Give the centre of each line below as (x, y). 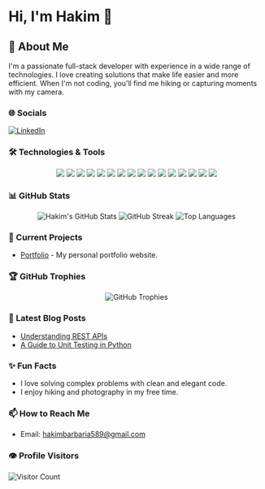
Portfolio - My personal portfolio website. (89, 255)
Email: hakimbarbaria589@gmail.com (83, 435)
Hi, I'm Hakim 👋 (61, 17)
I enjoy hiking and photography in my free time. (99, 392)
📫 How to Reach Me (49, 413)
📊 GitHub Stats (39, 196)
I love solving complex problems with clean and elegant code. (124, 383)
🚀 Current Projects (46, 237)
